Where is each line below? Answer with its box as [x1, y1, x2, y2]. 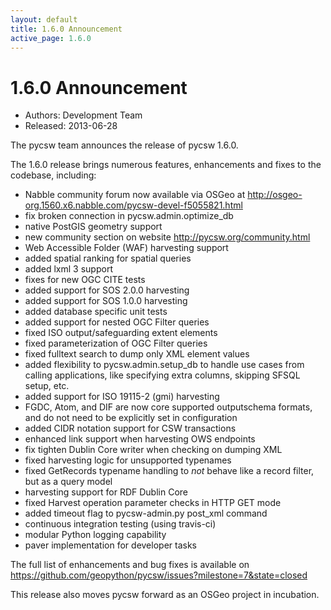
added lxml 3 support [24, 263, 113, 275]
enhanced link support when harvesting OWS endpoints [24, 433, 256, 445]
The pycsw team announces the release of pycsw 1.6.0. [10, 139, 239, 151]
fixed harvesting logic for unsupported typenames [24, 454, 232, 466]
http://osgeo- [247, 189, 303, 201]
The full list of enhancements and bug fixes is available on [10, 559, 250, 571]
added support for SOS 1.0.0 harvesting [24, 295, 188, 307]
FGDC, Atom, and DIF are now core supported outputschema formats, [24, 401, 313, 413]
